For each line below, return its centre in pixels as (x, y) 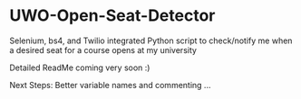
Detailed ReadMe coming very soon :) (80, 67)
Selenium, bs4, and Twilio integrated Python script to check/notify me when (151, 40)
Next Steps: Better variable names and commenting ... (110, 85)
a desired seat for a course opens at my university (103, 49)
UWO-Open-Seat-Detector (112, 16)
